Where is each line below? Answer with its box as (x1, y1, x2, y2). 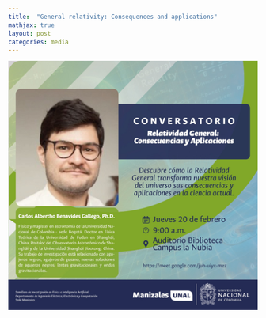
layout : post (8, 29, 51, 37)
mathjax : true (8, 21, 55, 29)
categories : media (8, 38, 69, 46)
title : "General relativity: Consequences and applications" (8, 13, 218, 21)
